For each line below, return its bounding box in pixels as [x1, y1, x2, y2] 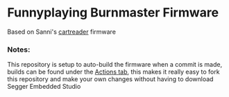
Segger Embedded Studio [7, 83, 81, 91]
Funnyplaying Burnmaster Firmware [7, 5, 219, 21]
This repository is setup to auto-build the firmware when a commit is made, [7, 61, 223, 69]
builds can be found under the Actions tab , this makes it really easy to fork [7, 67, 220, 76]
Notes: [7, 45, 31, 54]
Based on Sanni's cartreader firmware [7, 28, 117, 36]
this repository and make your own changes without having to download [7, 75, 214, 83]
